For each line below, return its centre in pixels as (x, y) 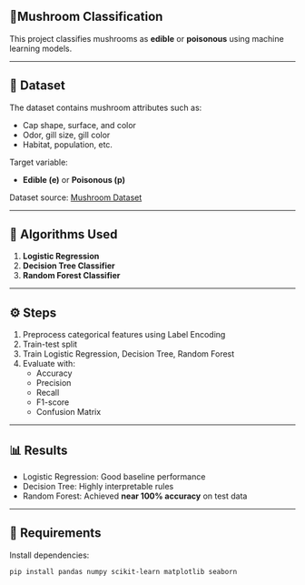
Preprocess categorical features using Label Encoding (124, 335)
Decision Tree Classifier (69, 266)
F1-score (53, 402)
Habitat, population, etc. (68, 144)
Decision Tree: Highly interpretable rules (98, 487)
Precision (54, 383)
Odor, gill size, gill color (66, 135)
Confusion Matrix (69, 412)
